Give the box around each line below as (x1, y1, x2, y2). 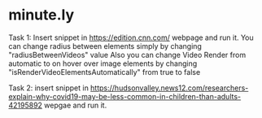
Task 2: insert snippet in (8, 83, 90, 93)
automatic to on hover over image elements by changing (8, 59, 198, 68)
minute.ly (8, 6, 75, 24)
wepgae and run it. (44, 100, 107, 110)
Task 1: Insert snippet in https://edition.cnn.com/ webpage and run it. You (8, 33, 254, 42)
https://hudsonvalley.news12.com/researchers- (90, 83, 249, 93)
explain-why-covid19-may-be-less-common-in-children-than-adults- (8, 91, 242, 101)
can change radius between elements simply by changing (8, 41, 202, 50)
